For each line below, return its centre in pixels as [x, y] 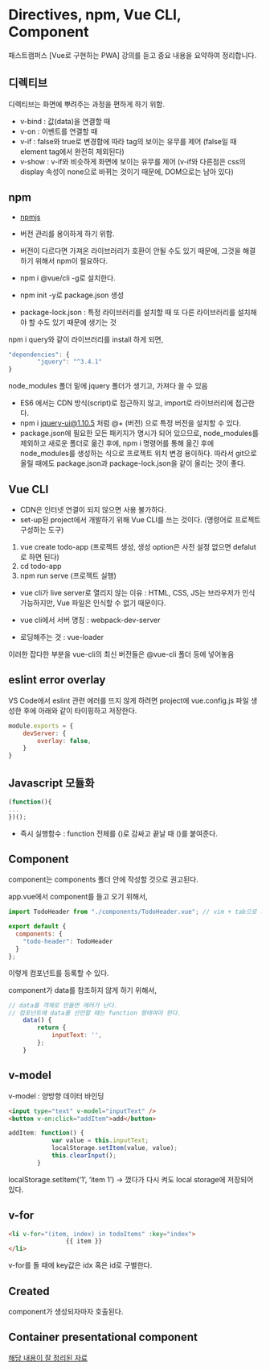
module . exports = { [41, 726]
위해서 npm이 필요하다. [72, 260]
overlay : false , [64, 741]
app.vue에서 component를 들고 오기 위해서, [78, 897]
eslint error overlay [57, 680]
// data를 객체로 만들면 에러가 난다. [63, 1005]
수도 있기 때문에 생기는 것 [77, 322]
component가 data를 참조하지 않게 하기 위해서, [83, 990]
